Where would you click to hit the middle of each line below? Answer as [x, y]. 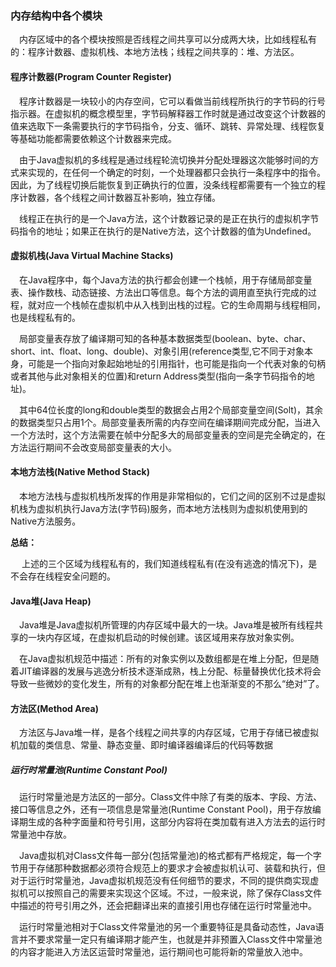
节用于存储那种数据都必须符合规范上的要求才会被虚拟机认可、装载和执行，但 [168, 868]
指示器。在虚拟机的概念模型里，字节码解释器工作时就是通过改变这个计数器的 [168, 113]
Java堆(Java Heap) [51, 601]
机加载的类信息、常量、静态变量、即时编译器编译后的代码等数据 [141, 745]
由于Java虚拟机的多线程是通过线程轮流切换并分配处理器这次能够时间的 [165, 159]
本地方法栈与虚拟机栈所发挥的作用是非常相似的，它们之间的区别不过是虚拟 [172, 496]
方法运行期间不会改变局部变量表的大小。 [93, 447]
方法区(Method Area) [54, 708]
